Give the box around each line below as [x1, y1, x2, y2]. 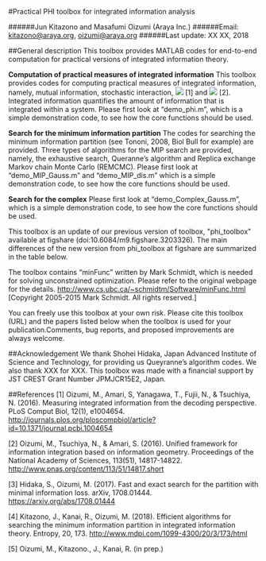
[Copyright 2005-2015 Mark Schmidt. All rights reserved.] [8, 293, 197, 302]
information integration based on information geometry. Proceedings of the [8, 447, 254, 456]
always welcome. [8, 334, 65, 342]
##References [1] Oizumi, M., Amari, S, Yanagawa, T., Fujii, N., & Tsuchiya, [8, 389, 251, 399]
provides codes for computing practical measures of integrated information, [8, 79, 256, 87]
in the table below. [8, 252, 68, 261]
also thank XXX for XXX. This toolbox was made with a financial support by [8, 366, 254, 375]
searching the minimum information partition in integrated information [8, 520, 236, 529]
